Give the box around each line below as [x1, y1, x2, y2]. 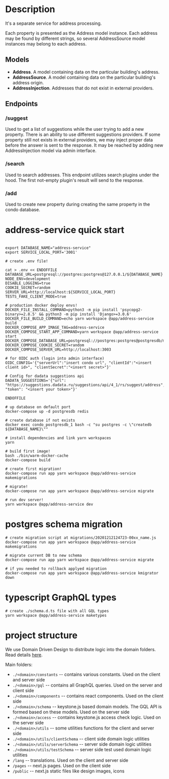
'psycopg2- [120, 307, 143, 312]
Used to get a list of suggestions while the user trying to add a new [5, 126, 144, 132]
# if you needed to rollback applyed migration [5, 566, 107, 571]
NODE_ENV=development [5, 276, 51, 281]
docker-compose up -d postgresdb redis [5, 409, 89, 414]
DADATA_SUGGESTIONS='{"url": [5, 378, 66, 383]
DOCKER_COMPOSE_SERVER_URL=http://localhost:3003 [5, 347, 112, 352]
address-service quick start [5, 224, 125, 236]
